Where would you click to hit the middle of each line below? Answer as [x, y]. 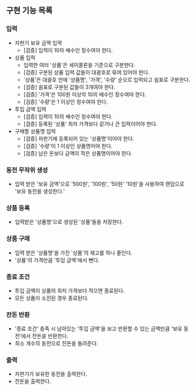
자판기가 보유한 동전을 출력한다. [51, 374]
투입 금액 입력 [30, 109]
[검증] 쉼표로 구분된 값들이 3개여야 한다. [69, 87]
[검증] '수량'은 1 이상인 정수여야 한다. [65, 101]
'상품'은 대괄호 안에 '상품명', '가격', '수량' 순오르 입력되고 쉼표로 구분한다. [107, 80]
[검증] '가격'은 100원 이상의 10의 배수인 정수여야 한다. [85, 94]
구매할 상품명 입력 [35, 131]
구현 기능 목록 [29, 11]
